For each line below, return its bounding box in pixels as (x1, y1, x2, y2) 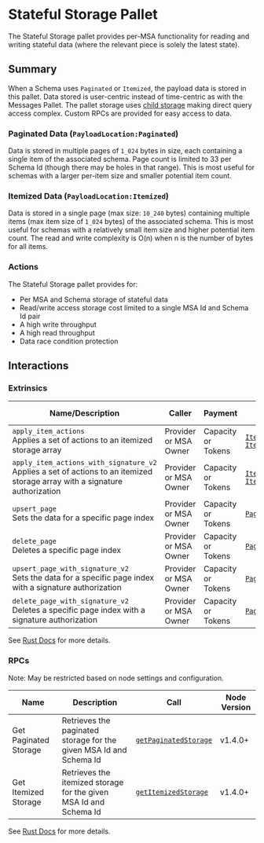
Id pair (19, 311, 41, 321)
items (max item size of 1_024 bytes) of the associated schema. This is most (8, 217, 254, 226)
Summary (8, 63, 57, 76)
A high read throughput (19, 328, 96, 337)
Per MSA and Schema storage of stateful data (19, 295, 169, 304)
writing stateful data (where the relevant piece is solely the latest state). (8, 39, 240, 49)
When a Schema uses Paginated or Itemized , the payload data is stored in (8, 83, 247, 93)
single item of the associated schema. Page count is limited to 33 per (8, 155, 232, 164)
